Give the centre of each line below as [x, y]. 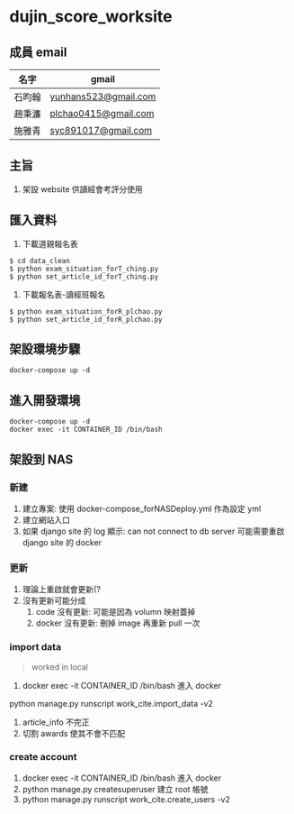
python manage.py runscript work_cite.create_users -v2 [126, 799]
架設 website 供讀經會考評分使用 [82, 189]
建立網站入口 [46, 519]
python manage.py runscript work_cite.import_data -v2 [111, 703]
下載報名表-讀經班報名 [64, 294]
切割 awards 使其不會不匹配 [74, 733]
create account [43, 757]
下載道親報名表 [50, 243]
